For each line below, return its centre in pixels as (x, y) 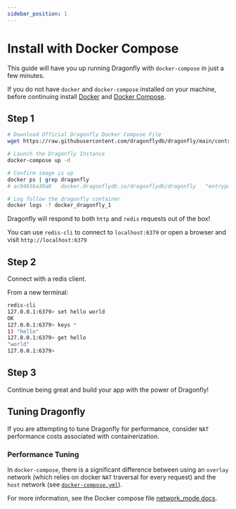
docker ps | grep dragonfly (48, 180)
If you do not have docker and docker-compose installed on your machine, (112, 89)
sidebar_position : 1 (38, 14)
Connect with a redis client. (47, 279)
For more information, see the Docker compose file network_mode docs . (112, 498)
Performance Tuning (43, 454)
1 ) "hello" (23, 331)
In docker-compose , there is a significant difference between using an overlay (118, 469)
